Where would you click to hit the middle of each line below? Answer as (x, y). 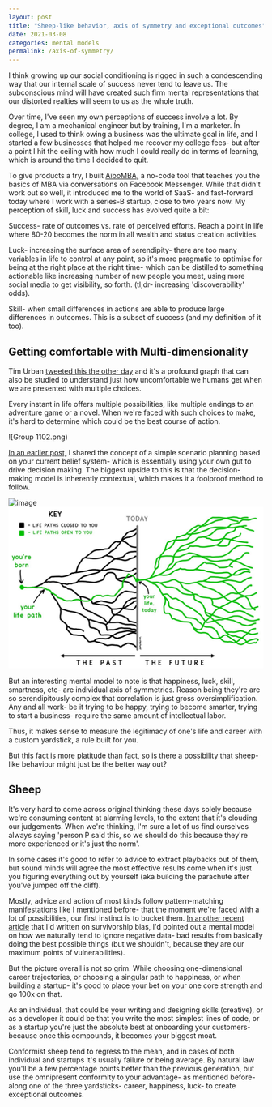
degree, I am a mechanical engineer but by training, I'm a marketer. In (124, 126)
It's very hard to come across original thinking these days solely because (130, 809)
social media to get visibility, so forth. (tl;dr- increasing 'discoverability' (127, 284)
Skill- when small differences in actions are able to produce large (117, 309)
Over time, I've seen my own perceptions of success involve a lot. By (123, 117)
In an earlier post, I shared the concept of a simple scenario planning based (134, 452)
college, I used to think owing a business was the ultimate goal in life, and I (133, 135)
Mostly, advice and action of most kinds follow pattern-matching (116, 900)
